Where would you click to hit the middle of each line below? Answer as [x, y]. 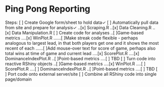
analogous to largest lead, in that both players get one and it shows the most [82, 43]
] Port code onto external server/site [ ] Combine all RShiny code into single [81, 74]
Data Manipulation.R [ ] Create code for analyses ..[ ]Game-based [78, 33]
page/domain [19, 79]
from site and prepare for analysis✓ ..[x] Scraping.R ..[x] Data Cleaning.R [78, 27]
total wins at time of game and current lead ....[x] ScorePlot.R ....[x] [72, 53]
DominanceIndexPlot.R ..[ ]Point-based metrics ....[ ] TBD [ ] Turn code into [80, 58]
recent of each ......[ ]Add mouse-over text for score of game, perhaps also [80, 48]
